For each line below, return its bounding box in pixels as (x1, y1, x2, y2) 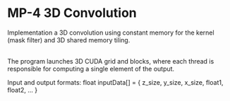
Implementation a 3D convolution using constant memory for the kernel (7, 28, 214, 37)
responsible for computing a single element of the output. (7, 64, 175, 73)
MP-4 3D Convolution (7, 5, 137, 21)
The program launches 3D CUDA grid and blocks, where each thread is (7, 57, 214, 65)
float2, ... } (7, 85, 38, 94)
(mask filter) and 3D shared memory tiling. (7, 35, 131, 44)
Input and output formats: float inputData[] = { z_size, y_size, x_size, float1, (7, 78, 224, 86)
